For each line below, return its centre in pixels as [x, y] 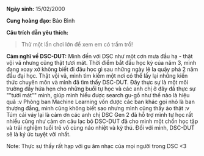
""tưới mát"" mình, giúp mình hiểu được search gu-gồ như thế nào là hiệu [98, 95]
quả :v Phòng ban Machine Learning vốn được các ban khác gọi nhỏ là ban [101, 102]
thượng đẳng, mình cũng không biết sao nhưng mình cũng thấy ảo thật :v [98, 108]
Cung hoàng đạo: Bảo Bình [41, 20]
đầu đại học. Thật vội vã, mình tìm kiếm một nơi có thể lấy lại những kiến [97, 76]
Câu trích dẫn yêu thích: [38, 32]
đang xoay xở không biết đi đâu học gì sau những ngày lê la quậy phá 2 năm [102, 69]
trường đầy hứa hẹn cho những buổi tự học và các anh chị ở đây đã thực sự [101, 89]
